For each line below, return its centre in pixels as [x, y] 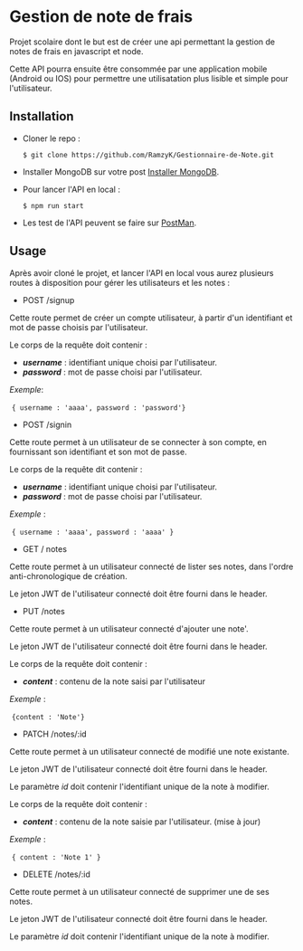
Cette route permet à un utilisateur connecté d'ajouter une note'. [129, 628]
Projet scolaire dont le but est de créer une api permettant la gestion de [142, 42]
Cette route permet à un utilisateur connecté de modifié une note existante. [149, 751]
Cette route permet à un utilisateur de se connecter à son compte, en [138, 442]
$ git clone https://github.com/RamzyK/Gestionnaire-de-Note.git [148, 155]
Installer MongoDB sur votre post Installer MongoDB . [121, 171]
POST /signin [47, 424]
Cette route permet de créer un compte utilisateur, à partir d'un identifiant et [151, 318]
